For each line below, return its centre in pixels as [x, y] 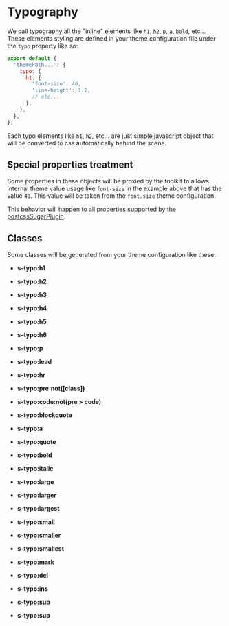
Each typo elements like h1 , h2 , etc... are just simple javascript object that [110, 136]
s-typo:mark [36, 562]
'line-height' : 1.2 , [61, 90]
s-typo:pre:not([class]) [51, 388]
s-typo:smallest [40, 549]
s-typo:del [33, 576]
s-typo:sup [33, 616]
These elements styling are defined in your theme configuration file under [112, 38]
